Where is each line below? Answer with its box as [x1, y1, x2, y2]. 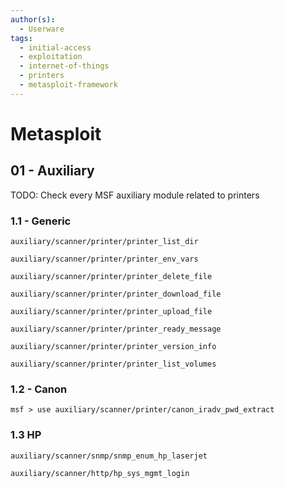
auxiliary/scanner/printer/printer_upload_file [10, 307, 213, 317]
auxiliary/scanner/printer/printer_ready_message [10, 324, 222, 335]
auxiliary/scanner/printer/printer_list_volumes [10, 359, 217, 370]
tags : [10, 33, 33, 43]
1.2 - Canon [10, 382, 68, 396]
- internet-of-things [19, 61, 110, 71]
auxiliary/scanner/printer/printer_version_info [10, 342, 217, 352]
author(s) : [10, 14, 56, 25]
